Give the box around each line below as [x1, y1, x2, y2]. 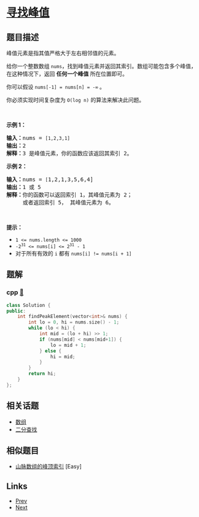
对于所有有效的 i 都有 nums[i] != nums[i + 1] [15, 250, 132, 257]
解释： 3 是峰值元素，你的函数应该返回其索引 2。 [6, 150, 133, 157]
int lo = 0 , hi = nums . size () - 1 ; [28, 319, 120, 325]
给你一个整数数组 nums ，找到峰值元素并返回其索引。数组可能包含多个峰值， [6, 63, 197, 69]
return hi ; [28, 371, 57, 377]
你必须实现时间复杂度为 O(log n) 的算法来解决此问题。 [6, 96, 145, 103]
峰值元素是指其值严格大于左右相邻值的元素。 [6, 50, 120, 56]
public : [6, 308, 26, 314]
